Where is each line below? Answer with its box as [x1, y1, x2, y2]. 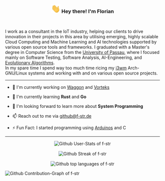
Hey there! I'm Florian [61, 8, 114, 15]
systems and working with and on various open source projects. [28, 70, 158, 76]
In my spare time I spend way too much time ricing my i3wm [5, 65, 127, 71]
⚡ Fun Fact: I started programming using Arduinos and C [12, 125, 126, 131]
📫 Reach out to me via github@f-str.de [12, 113, 92, 119]
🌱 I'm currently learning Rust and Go [12, 94, 87, 100]
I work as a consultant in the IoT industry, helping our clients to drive [5, 28, 143, 34]
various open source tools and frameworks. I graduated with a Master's [5, 44, 150, 50]
